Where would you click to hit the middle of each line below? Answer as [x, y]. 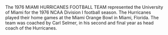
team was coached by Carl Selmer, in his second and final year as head [79, 23]
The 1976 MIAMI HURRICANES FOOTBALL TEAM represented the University [84, 7]
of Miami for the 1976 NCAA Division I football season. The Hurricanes [78, 12]
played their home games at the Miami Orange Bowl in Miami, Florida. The [82, 17]
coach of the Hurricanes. [31, 28]
